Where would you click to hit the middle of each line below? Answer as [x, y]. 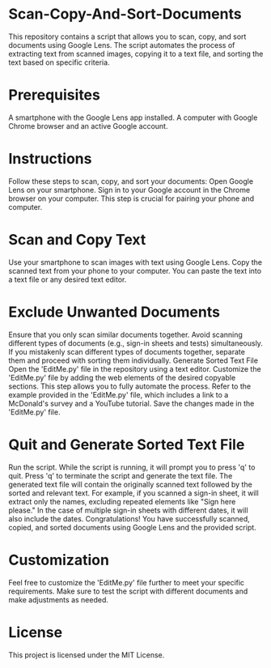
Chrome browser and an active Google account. [88, 126]
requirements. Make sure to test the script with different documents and [128, 591]
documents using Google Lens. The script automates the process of [122, 45]
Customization [59, 560]
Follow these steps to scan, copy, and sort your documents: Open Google [131, 181]
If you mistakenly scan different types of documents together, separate [127, 351]
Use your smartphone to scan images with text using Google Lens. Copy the [135, 262]
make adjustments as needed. [59, 599]
